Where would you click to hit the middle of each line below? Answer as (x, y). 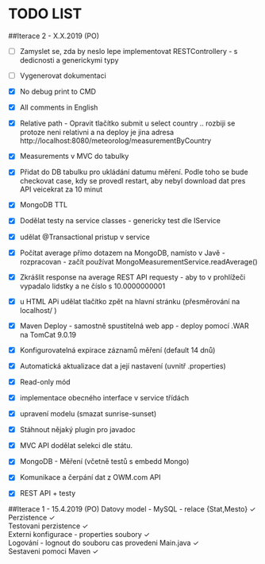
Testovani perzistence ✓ (48, 526)
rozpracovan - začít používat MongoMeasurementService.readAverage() (138, 261)
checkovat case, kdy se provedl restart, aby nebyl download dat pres (132, 181)
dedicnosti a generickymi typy (69, 60)
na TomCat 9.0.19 (48, 334)
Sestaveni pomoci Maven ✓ (54, 551)
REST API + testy (48, 493)
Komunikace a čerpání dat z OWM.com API (90, 477)
